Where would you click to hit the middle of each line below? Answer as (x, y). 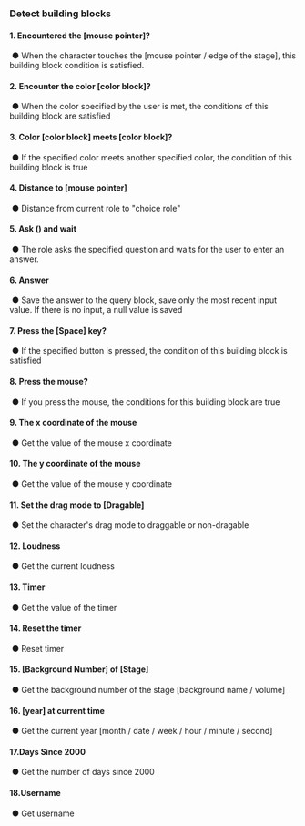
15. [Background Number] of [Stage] (79, 669)
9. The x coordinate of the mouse (73, 423)
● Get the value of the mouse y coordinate (92, 484)
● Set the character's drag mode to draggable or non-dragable (130, 525)
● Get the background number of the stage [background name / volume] (148, 689)
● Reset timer (38, 648)
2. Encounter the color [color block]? (81, 86)
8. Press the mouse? (49, 381)
